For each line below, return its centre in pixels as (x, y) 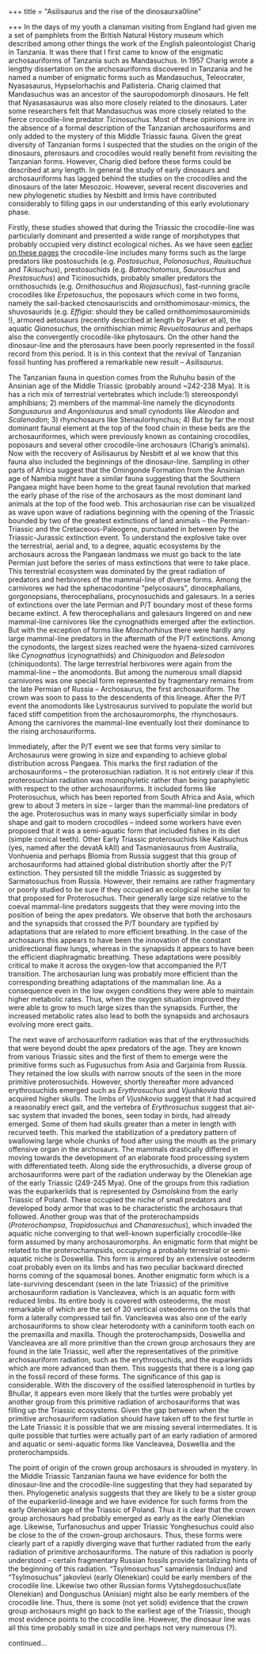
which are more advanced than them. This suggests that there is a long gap (131, 1368)
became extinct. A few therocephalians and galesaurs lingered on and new (130, 613)
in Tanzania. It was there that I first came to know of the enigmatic (116, 52)
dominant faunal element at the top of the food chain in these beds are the (129, 428)
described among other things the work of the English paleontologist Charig (132, 44)
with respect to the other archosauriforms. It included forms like (112, 789)
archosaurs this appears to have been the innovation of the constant (120, 940)
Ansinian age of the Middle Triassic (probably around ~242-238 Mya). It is (129, 386)
